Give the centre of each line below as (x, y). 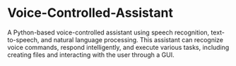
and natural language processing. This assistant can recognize (132, 39)
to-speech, (23, 39)
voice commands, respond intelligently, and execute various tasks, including (118, 47)
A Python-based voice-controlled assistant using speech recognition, (108, 32)
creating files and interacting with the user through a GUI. (91, 55)
